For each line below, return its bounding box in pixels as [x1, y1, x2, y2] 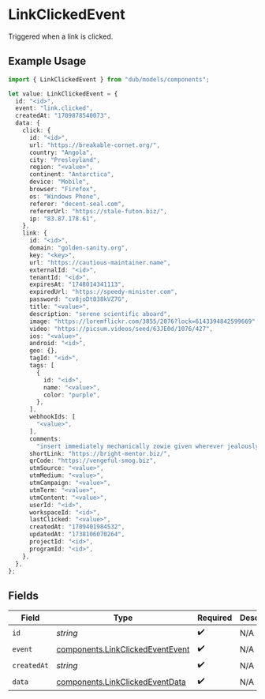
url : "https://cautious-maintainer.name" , [28, 258, 171, 266]
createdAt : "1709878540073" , [15, 112, 111, 120]
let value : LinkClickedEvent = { [8, 89, 118, 98]
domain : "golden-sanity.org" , [28, 244, 129, 252]
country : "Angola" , [28, 148, 93, 156]
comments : [28, 434, 62, 443]
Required [196, 612, 233, 623]
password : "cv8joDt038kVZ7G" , [28, 295, 129, 303]
